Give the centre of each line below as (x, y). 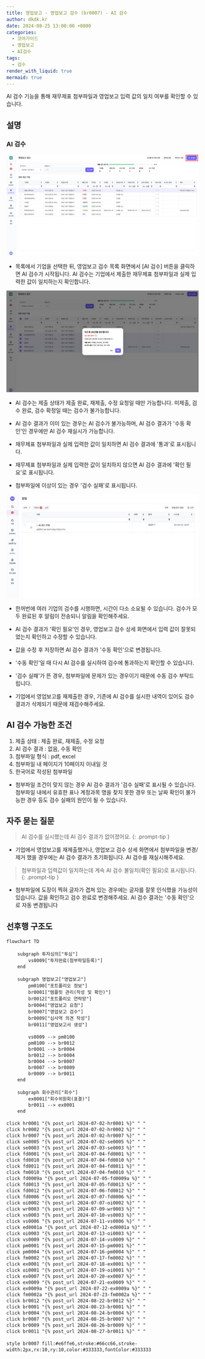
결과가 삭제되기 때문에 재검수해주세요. (60, 704)
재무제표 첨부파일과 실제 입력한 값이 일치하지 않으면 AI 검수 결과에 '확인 (100, 464)
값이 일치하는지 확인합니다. (58, 281)
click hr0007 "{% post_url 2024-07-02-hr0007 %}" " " (76, 1136)
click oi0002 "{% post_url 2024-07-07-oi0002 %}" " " (76, 1203)
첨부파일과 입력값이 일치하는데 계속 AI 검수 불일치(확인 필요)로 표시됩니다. (109, 870)
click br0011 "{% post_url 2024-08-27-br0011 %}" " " (76, 1331)
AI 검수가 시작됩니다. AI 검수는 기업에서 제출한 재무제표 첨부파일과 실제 (106, 274)
